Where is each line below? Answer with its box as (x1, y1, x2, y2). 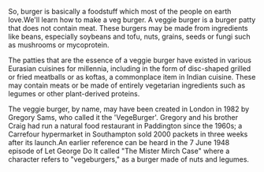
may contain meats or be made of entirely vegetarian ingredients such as (8, 80, 246, 90)
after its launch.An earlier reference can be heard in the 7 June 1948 (8, 138, 230, 147)
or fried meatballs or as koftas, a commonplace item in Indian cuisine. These (8, 73, 256, 81)
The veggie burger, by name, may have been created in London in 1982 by (8, 104, 250, 114)
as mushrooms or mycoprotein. (8, 40, 110, 50)
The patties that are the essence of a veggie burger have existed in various (8, 55, 252, 65)
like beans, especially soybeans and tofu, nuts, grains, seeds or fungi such (8, 32, 251, 41)
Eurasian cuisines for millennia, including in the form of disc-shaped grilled (8, 64, 251, 73)
